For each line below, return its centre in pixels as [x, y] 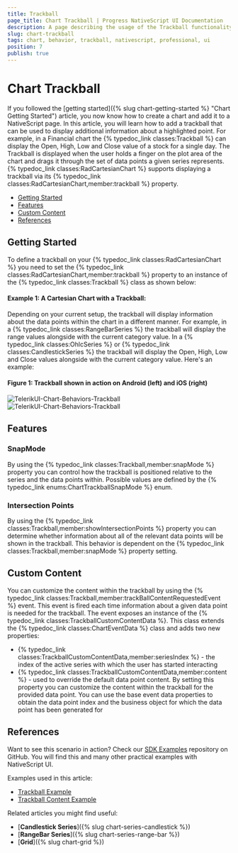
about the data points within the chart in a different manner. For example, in [117, 321]
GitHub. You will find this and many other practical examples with [102, 756]
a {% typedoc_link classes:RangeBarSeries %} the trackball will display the [117, 329]
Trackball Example [45, 791]
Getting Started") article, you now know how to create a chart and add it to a [119, 116]
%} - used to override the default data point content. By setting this [116, 679]
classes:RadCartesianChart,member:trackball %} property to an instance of [118, 275]
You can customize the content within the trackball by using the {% [105, 590]
